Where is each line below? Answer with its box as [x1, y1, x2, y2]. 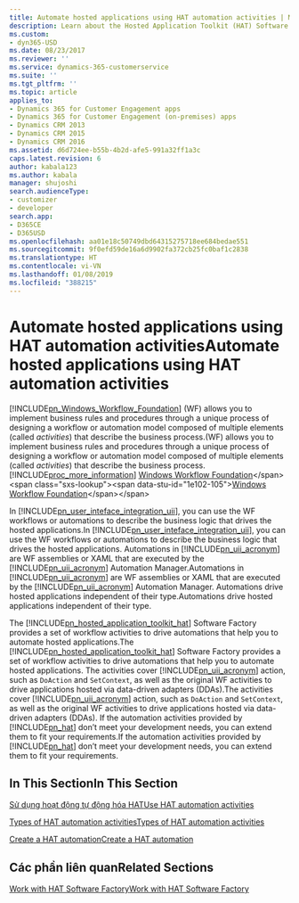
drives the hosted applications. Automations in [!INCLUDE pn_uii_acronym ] [9, 543, 280, 554]
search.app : [9, 211, 53, 221]
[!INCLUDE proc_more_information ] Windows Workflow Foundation [9, 469, 254, 480]
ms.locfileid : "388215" [9, 278, 98, 287]
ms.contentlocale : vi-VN [9, 262, 101, 271]
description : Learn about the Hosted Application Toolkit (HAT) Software [9, 21, 289, 30]
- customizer [9, 195, 58, 205]
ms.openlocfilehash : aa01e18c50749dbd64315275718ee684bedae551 [9, 237, 249, 246]
